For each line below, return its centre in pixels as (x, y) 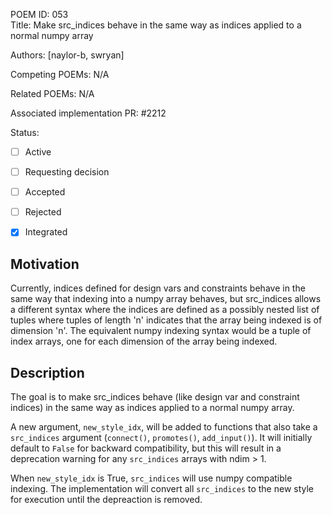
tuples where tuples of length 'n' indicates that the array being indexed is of (166, 320)
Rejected (43, 212)
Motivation (45, 264)
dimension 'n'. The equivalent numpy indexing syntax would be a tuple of (161, 331)
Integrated (46, 232)
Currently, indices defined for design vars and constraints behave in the (158, 288)
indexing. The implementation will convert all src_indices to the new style (162, 488)
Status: (25, 132)
